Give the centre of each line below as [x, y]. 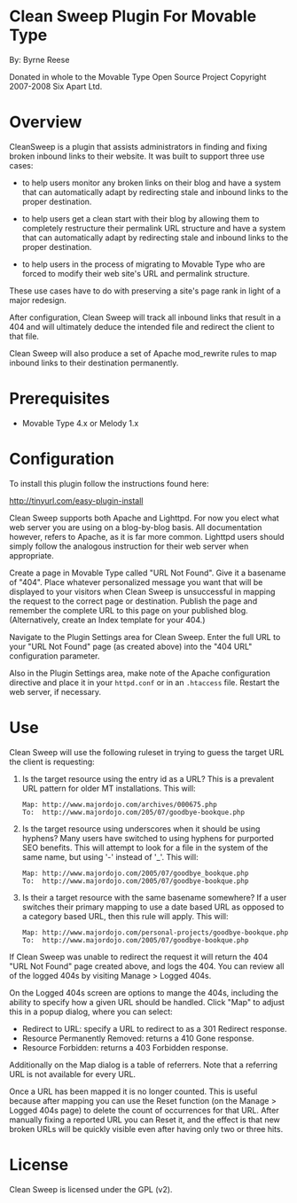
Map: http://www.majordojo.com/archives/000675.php [119, 804]
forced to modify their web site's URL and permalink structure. [136, 273]
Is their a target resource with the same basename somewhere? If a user [154, 897]
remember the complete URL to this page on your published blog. [129, 610]
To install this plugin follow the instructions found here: [109, 483]
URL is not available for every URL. [72, 1074]
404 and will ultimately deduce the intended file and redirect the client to [142, 326]
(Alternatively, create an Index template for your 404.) [107, 620]
